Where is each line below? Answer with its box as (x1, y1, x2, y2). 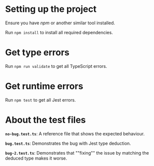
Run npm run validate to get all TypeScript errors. (5, 63, 108, 69)
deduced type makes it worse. (5, 155, 67, 161)
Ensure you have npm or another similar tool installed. (5, 20, 115, 26)
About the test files (5, 114, 86, 125)
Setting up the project (5, 3, 97, 15)
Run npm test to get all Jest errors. (5, 97, 76, 103)
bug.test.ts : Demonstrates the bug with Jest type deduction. (5, 140, 131, 146)
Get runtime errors (5, 81, 83, 92)
